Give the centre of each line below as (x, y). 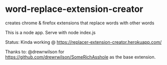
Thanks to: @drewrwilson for (35, 52)
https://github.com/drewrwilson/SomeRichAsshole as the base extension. (81, 57)
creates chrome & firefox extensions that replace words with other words (80, 23)
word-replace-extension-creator (74, 9)
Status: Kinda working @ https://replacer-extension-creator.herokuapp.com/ (83, 42)
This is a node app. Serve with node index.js (50, 32)
